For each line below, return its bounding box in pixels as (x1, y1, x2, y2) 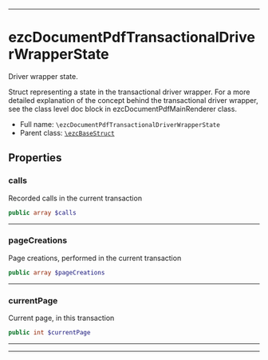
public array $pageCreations (8, 268, 105, 276)
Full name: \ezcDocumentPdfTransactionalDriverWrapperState (19, 119, 221, 129)
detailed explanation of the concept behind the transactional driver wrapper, (8, 95, 258, 105)
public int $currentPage (8, 328, 91, 336)
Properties (8, 151, 62, 164)
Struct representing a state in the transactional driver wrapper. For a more (8, 87, 250, 97)
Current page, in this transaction (8, 313, 115, 322)
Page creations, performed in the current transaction (8, 253, 182, 263)
